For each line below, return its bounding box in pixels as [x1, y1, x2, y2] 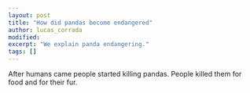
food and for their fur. [8, 77, 78, 87]
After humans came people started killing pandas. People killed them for [8, 70, 242, 78]
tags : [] [8, 48, 37, 55]
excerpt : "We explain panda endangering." [8, 41, 149, 48]
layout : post [8, 11, 51, 20]
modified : [8, 33, 41, 41]
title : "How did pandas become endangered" [8, 19, 153, 27]
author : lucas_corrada [8, 26, 83, 34]
